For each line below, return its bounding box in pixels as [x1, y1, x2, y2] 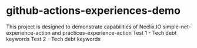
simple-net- [162, 23, 191, 30]
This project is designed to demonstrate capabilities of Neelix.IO [6, 23, 162, 30]
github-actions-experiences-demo [6, 4, 181, 17]
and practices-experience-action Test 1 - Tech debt [52, 29, 177, 36]
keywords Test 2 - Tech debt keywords [6, 35, 101, 42]
